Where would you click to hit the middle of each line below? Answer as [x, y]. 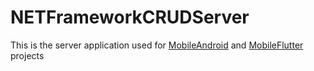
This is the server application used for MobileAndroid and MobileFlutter [157, 45]
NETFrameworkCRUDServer [130, 17]
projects [27, 55]
